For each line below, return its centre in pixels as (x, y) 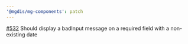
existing (16, 34)
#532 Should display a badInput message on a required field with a (88, 28)
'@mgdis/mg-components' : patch (45, 11)
